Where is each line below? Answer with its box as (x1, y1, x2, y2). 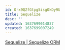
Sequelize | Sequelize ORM (5, 39, 61, 45)
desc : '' (5, 16, 23, 21)
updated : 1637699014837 (5, 21, 54, 26)
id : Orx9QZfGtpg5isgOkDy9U (5, 7, 61, 12)
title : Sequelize (5, 12, 41, 17)
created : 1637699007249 (5, 26, 54, 31)
